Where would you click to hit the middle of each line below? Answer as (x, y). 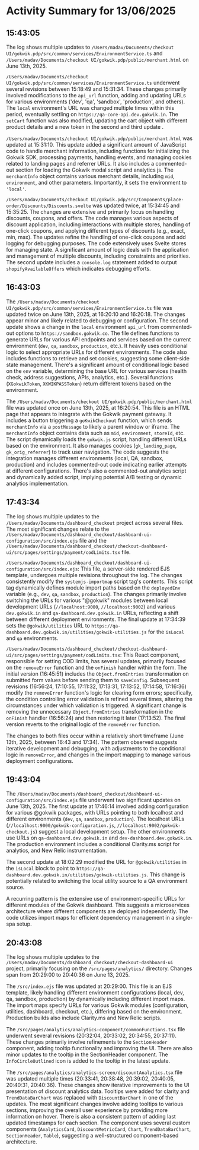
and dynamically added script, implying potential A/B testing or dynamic (94, 477)
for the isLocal (166, 632)
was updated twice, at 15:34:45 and (136, 205)
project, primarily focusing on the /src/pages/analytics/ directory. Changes (99, 968)
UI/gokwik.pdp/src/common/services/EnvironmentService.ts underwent (93, 83)
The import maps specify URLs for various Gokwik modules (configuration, (97, 1005)
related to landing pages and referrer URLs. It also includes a (80, 164)
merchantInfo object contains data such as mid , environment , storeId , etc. (95, 433)
